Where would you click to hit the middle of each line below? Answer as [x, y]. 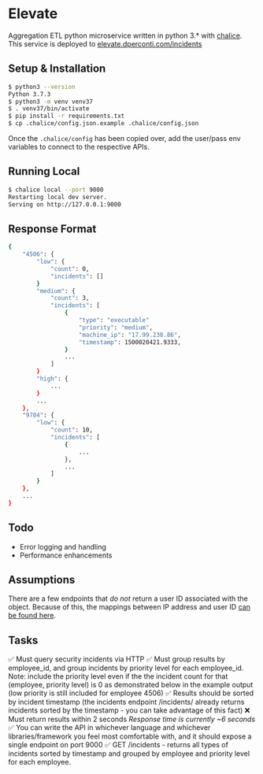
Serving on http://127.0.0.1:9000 [65, 204]
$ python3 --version [42, 87]
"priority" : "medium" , [116, 328]
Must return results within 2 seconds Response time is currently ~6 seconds [132, 719]
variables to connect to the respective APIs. [79, 147]
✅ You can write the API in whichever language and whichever [109, 728]
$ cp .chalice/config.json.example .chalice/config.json [104, 124]
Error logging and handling [63, 546]
